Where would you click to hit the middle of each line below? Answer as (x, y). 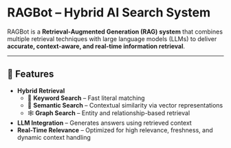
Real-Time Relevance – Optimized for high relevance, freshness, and (115, 130)
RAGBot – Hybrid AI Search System (109, 13)
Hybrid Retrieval (41, 90)
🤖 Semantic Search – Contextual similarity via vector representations (125, 105)
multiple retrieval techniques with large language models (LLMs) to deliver (112, 38)
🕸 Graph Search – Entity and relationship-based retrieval (109, 113)
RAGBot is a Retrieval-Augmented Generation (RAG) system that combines (115, 32)
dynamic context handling (54, 137)
